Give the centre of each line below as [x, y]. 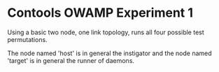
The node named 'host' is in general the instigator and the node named [109, 53]
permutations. [27, 39]
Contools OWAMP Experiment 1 [100, 13]
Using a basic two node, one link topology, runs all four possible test [106, 32]
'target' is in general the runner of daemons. [71, 60]
